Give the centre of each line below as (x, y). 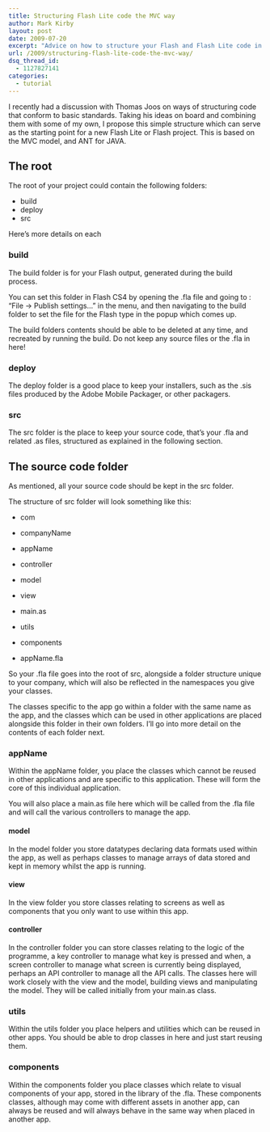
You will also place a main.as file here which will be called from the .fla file (132, 804)
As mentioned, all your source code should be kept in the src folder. (121, 486)
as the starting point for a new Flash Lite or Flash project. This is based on (132, 132)
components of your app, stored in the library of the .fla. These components (135, 1093)
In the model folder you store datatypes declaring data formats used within (133, 848)
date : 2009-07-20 (38, 38)
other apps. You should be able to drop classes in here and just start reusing (135, 1037)
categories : (28, 76)
